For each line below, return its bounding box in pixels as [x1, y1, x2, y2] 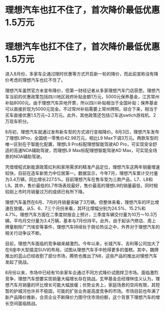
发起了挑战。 [5, 259, 31, 265]
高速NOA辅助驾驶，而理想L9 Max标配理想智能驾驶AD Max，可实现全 [13, 148, 153, 154]
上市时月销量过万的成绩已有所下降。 [13, 189, 87, 195]
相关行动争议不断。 [5, 230, 44, 236]
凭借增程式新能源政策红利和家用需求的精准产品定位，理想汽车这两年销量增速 [5, 164, 160, 170]
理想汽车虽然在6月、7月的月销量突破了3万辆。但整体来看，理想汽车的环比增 [5, 199, 160, 205]
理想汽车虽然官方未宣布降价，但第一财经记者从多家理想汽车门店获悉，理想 [5, 87, 156, 94]
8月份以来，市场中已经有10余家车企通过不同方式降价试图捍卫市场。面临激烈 [5, 270, 159, 275]
